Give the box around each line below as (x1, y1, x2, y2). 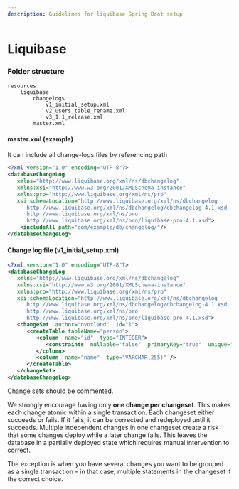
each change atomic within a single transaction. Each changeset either (7, 408, 215, 417)
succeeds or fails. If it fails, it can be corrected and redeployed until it (7, 415, 211, 424)
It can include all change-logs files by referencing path (7, 151, 168, 159)
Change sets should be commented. (7, 387, 114, 395)
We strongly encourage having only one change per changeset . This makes (7, 400, 231, 409)
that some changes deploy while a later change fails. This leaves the (7, 431, 208, 439)
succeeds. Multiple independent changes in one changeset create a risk (7, 423, 219, 431)
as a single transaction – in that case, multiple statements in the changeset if (7, 467, 231, 475)
